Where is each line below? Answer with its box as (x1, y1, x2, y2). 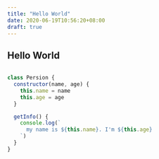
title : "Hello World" (7, 10, 71, 18)
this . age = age (20, 94, 65, 101)
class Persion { (7, 75, 55, 82)
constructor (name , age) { (13, 81, 90, 88)
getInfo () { (13, 113, 49, 120)
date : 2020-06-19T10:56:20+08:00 (7, 17, 106, 24)
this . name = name (20, 87, 71, 94)
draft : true (7, 23, 42, 30)
